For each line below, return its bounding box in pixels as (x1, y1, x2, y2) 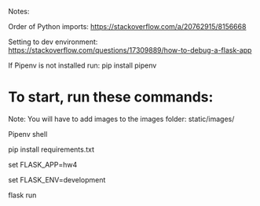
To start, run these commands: (8, 88, 214, 106)
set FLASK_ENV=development (8, 175, 106, 184)
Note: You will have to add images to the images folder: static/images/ (8, 114, 235, 123)
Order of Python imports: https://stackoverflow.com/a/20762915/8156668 (8, 22, 247, 31)
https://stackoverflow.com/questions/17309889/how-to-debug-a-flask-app (8, 46, 252, 54)
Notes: (8, 7, 30, 16)
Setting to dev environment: (8, 37, 98, 46)
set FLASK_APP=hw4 (8, 160, 78, 169)
